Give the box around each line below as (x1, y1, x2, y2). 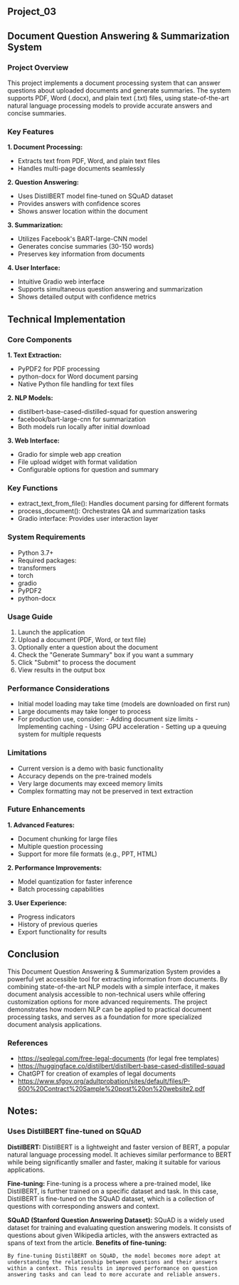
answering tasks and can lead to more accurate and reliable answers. (7, 1271, 221, 1278)
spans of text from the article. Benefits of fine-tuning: (7, 1238, 167, 1247)
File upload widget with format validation (17, 458, 137, 466)
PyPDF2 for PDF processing (17, 365, 100, 373)
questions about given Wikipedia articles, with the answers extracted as (7, 1231, 218, 1239)
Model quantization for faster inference (17, 877, 133, 886)
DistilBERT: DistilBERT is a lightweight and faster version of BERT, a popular (7, 1142, 230, 1151)
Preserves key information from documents (17, 249, 145, 259)
